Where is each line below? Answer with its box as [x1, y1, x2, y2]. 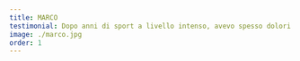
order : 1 [9, 38, 42, 48]
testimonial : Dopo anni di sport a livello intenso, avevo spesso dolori [9, 22, 292, 30]
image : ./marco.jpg [9, 30, 83, 39]
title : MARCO [9, 13, 58, 22]
